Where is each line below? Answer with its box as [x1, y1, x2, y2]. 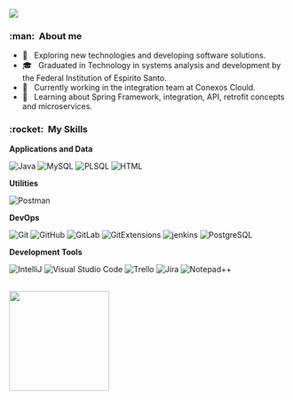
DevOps [9, 212, 40, 223]
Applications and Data [9, 143, 93, 154]
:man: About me [9, 29, 83, 42]
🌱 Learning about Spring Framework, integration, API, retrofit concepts [21, 91, 285, 102]
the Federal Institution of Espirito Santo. [21, 73, 167, 83]
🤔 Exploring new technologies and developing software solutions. [21, 50, 266, 61]
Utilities [9, 177, 38, 188]
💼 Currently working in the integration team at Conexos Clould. [21, 82, 256, 93]
